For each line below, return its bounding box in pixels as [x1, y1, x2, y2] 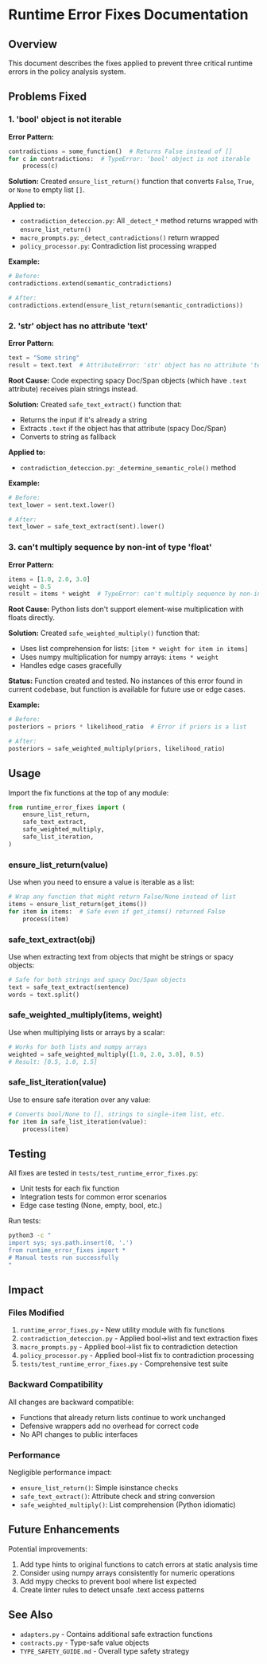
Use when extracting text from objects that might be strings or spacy [8, 952, 234, 961]
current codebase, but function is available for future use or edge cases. [8, 685, 246, 694]
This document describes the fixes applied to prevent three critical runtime [8, 58, 253, 68]
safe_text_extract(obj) [8, 934, 95, 945]
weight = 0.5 [8, 583, 52, 591]
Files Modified [8, 1307, 65, 1318]
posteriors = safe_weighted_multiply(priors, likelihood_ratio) [8, 744, 226, 752]
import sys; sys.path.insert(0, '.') [8, 1239, 133, 1247]
